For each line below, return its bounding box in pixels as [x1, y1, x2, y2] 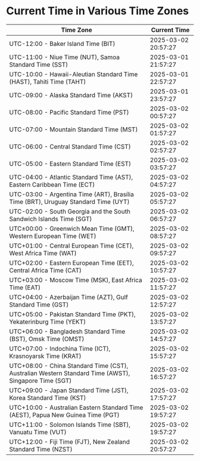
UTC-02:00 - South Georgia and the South [9, 207, 131, 215]
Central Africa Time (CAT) [9, 266, 82, 274]
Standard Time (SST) [9, 60, 68, 69]
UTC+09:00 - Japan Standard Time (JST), [9, 386, 129, 394]
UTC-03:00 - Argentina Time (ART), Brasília [9, 190, 134, 198]
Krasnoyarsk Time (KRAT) [9, 352, 82, 360]
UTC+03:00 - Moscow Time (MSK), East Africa [9, 276, 143, 284]
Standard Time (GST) [9, 300, 69, 308]
